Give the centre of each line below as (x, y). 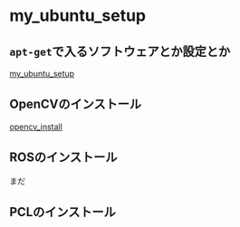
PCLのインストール (62, 212)
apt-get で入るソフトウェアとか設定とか (120, 51)
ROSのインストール (63, 158)
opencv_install (36, 127)
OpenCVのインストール (76, 104)
